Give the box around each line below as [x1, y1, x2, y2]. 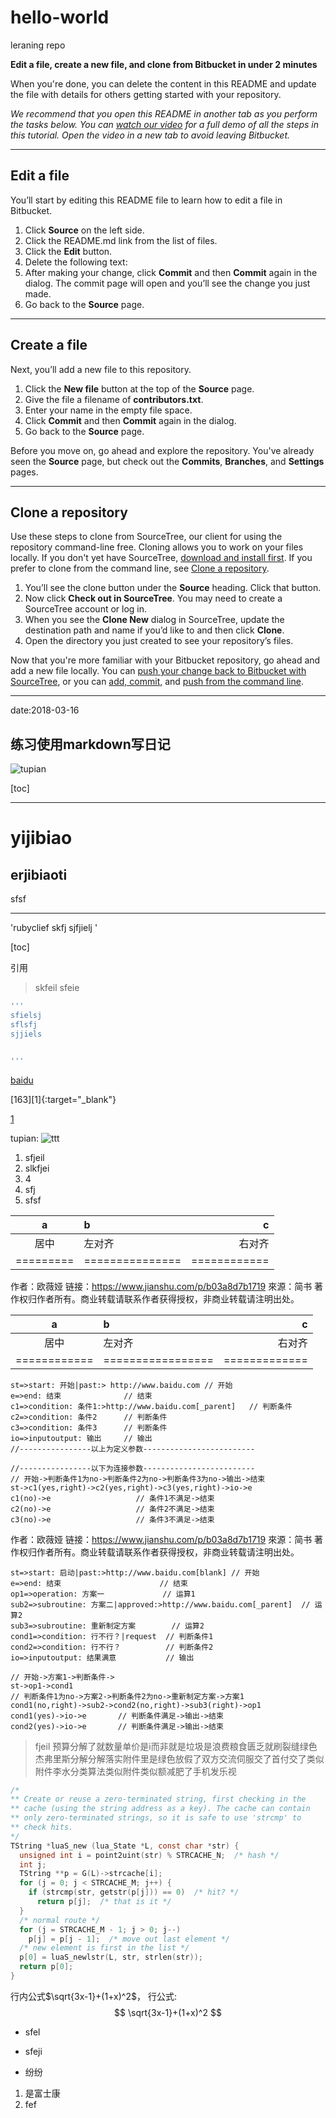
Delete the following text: [24, 256, 128, 268]
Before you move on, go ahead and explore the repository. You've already [10, 444, 315, 456]
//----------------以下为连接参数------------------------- [10, 1463, 256, 1473]
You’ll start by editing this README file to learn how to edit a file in [10, 194, 283, 206]
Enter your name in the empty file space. [24, 404, 193, 416]
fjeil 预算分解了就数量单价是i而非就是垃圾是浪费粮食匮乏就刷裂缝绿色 [34, 1740, 318, 1752]
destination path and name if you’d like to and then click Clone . [24, 624, 285, 636]
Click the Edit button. [24, 245, 113, 257]
